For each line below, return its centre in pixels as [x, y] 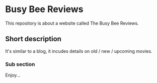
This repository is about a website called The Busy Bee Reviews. [72, 23]
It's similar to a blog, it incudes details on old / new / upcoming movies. [79, 51]
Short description [33, 39]
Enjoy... [13, 75]
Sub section [20, 64]
